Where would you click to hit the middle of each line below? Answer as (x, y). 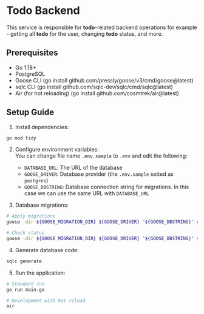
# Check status (25, 233)
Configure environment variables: (57, 150)
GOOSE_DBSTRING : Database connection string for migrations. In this (107, 187)
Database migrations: (42, 205)
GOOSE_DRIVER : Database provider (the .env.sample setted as (99, 174)
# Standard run (25, 284)
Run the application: (40, 273)
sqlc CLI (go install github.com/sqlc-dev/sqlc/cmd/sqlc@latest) (94, 87)
